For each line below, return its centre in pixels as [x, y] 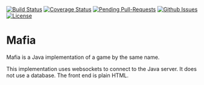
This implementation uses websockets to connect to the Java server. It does [102, 69]
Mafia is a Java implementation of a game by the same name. [83, 57]
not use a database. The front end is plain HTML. [67, 75]
